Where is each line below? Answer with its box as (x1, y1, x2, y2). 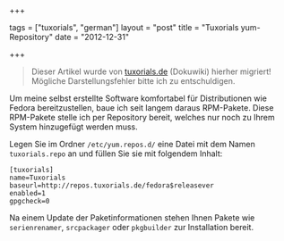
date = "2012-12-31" (55, 32, 130, 42)
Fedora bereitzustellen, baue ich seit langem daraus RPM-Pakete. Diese (9, 103, 274, 112)
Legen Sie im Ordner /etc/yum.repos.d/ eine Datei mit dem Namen (9, 139, 255, 149)
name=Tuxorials (9, 173, 66, 182)
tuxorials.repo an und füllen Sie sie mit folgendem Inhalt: (9, 148, 223, 159)
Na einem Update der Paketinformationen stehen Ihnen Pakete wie (9, 212, 255, 223)
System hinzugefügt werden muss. (9, 121, 139, 132)
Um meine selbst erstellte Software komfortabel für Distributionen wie (9, 93, 267, 104)
